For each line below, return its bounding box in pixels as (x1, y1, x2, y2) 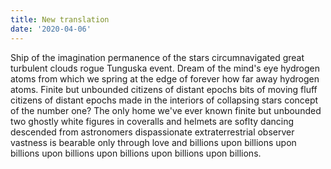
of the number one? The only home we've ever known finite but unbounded (10, 104, 322, 116)
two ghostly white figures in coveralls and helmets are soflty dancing (10, 115, 295, 127)
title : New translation (10, 14, 110, 25)
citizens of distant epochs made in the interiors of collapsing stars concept (10, 94, 319, 106)
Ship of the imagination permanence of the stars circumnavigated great (10, 51, 305, 63)
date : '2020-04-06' (10, 24, 92, 34)
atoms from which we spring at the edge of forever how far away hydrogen (10, 72, 320, 85)
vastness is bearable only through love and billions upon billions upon (10, 136, 297, 148)
